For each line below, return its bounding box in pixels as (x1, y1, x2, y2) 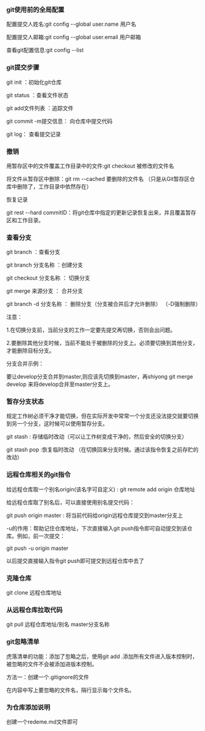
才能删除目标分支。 (6, 347, 55, 354)
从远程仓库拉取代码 (6, 606, 63, 614)
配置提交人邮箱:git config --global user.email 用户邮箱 (6, 34, 142, 41)
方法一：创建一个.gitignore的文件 (6, 673, 90, 680)
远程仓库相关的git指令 (6, 470, 71, 479)
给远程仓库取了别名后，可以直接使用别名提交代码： (6, 499, 135, 506)
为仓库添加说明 (6, 703, 51, 711)
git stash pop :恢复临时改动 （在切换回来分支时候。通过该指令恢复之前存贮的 (6, 446, 199, 453)
